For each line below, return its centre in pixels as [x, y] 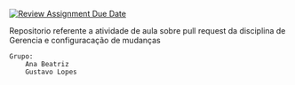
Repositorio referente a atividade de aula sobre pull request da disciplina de [147, 31]
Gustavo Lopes [51, 72]
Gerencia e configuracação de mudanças [85, 40]
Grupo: [21, 57]
